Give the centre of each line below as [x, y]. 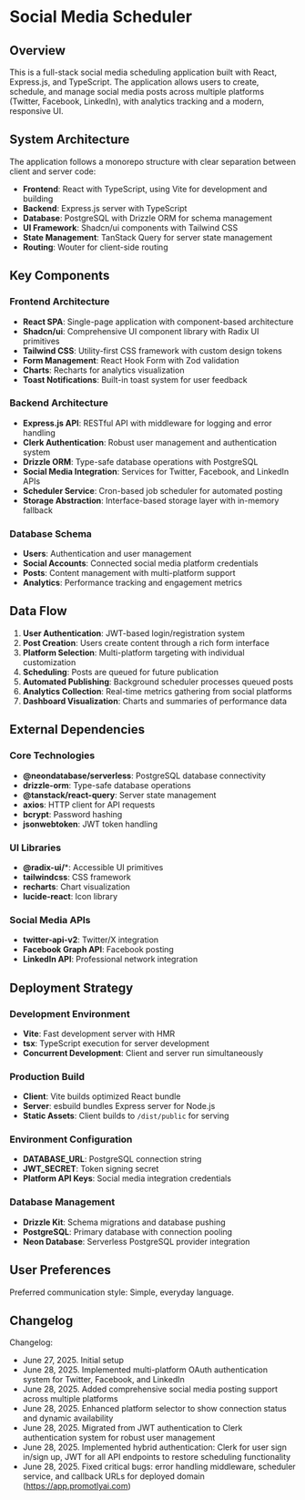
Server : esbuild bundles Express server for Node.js [119, 1106]
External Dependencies [77, 729]
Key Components [60, 276]
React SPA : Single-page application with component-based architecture [158, 322]
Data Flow [38, 611]
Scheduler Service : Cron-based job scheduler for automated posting [152, 490]
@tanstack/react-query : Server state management [119, 795]
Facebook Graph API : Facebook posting [98, 950]
